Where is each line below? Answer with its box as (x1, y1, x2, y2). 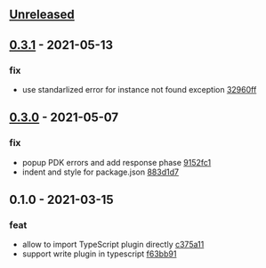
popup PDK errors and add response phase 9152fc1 (21, 157, 212, 167)
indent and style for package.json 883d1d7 (21, 166, 180, 177)
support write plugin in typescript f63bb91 (21, 248, 177, 259)
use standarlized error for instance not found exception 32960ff (21, 85, 257, 95)
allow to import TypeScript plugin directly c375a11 (21, 240, 205, 250)
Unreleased (9, 7, 76, 22)
